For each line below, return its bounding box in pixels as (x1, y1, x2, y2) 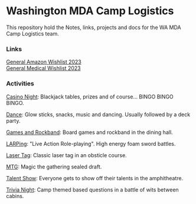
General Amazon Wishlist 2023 (6, 58, 81, 66)
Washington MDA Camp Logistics (6, 4, 174, 18)
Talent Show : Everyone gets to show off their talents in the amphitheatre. (6, 174, 184, 181)
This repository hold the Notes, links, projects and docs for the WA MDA (6, 24, 181, 31)
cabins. (6, 192, 24, 199)
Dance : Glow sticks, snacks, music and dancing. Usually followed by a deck (6, 111, 191, 118)
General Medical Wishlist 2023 (6, 65, 81, 72)
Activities (6, 79, 34, 88)
